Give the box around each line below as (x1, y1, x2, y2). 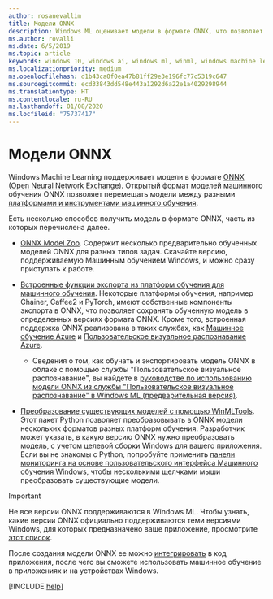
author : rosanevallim (8, 11, 82, 20)
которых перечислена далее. (8, 222, 110, 232)
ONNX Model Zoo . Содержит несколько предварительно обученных (19, 237, 258, 248)
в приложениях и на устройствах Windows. (8, 566, 159, 575)
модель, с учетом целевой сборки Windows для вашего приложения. (19, 441, 262, 450)
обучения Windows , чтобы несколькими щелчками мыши (19, 467, 221, 476)
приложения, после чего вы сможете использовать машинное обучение (8, 557, 262, 566)
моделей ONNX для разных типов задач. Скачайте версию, (19, 246, 227, 256)
